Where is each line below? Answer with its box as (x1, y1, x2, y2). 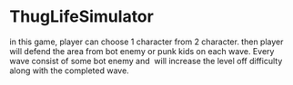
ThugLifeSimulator (9, 6, 155, 27)
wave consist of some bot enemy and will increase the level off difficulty (9, 55, 283, 66)
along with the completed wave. (9, 65, 129, 76)
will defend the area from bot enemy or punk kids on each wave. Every (9, 45, 275, 56)
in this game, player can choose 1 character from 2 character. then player (9, 36, 284, 47)
